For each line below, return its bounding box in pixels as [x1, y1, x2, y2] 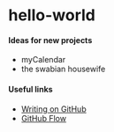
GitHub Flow [20, 113, 67, 123]
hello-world [8, 5, 96, 26]
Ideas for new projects [8, 34, 93, 45]
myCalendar [20, 55, 66, 65]
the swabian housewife [20, 63, 106, 75]
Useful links [8, 84, 54, 94]
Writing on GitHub [20, 103, 87, 114]
